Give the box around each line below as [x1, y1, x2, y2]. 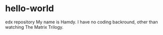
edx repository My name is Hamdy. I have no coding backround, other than [5, 19, 158, 25]
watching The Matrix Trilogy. [5, 24, 63, 30]
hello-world [5, 3, 54, 14]
